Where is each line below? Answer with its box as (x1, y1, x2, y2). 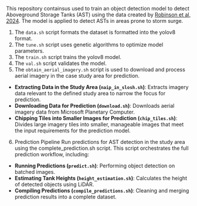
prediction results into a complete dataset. (14, 193, 117, 200)
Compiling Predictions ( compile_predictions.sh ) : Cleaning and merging (14, 187, 189, 194)
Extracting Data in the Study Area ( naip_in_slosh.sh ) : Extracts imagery (14, 84, 189, 90)
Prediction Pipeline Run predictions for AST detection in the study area (14, 139, 186, 145)
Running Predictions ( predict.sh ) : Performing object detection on (14, 162, 175, 169)
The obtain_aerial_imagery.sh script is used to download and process (14, 66, 186, 73)
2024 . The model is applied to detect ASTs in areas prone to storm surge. (6, 18, 184, 24)
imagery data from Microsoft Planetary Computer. (14, 108, 135, 115)
